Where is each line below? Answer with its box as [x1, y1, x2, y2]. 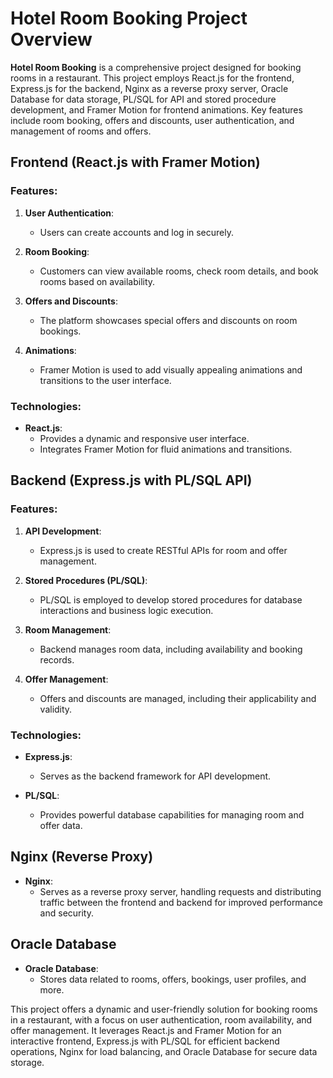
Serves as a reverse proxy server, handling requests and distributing [39, 885, 322, 897]
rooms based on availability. [39, 275, 156, 287]
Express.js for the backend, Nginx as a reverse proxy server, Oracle [10, 82, 289, 94]
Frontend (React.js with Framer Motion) [10, 154, 261, 171]
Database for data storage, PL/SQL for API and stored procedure [10, 93, 277, 105]
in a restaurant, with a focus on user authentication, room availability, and [10, 1013, 313, 1026]
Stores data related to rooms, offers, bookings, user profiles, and [39, 973, 307, 985]
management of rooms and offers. [10, 125, 152, 137]
